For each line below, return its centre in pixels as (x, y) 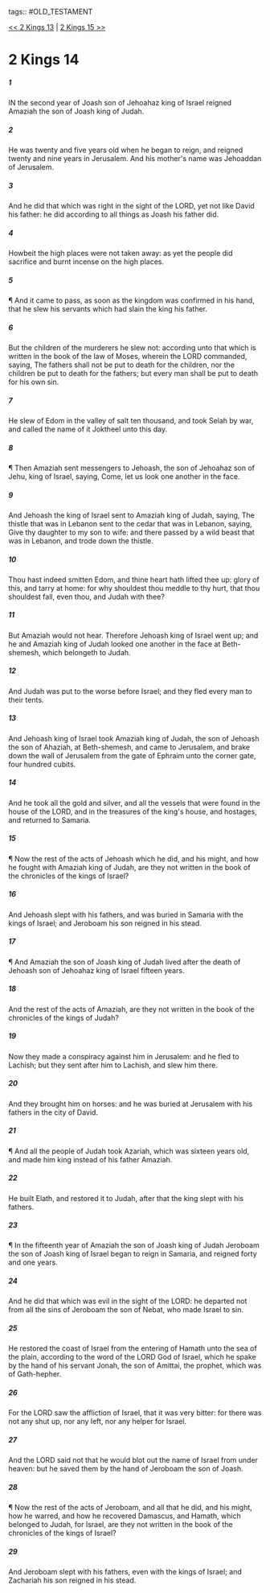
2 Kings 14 (44, 60)
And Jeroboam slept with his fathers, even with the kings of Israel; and (125, 1572)
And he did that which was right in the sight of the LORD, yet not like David (131, 206)
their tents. (26, 700)
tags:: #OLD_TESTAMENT (51, 12)
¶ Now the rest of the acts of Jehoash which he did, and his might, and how (134, 858)
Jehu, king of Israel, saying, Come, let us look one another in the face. (124, 476)
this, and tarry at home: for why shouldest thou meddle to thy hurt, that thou (134, 588)
